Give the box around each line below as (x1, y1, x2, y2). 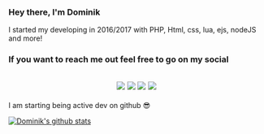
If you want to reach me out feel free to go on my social (8, 54, 229, 65)
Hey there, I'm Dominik (8, 6, 101, 18)
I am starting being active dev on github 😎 (8, 101, 151, 110)
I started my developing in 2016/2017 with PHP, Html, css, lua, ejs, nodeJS (8, 25, 257, 35)
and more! (8, 33, 43, 43)
